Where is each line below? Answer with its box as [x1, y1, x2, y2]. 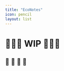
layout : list [5, 16, 32, 21]
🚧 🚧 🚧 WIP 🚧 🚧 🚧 [5, 38, 61, 49]
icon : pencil [5, 12, 32, 17]
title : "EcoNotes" [5, 7, 43, 12]
